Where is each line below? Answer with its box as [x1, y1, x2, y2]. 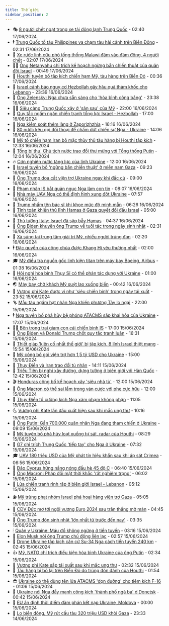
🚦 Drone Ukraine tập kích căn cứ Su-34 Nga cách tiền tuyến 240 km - [12, 539, 157, 545]
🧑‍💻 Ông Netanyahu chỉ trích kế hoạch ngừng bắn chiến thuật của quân [12, 62, 159, 68]
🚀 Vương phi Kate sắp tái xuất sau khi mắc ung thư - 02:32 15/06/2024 [12, 562, 159, 568]
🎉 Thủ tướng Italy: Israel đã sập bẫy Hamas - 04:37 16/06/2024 [12, 217, 144, 224]
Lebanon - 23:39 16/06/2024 [12, 89, 73, 95]
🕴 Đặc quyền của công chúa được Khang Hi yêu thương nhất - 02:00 [12, 244, 154, 250]
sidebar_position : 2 [5, 12, 49, 17]
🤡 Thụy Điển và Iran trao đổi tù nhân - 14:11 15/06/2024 [12, 362, 127, 368]
